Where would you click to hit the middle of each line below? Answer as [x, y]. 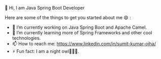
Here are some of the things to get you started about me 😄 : [68, 17]
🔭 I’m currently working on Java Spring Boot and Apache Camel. [79, 27]
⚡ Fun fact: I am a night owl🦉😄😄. [45, 51]
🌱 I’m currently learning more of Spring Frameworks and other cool [82, 33]
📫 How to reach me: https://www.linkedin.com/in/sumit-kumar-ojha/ [84, 44]
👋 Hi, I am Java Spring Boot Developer [45, 8]
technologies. [26, 38]
